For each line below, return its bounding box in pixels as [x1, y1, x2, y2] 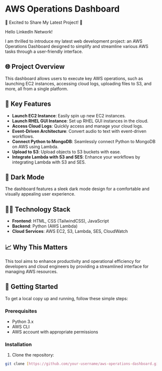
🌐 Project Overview [5, 63, 65, 71]
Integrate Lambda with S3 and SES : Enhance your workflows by [12, 154, 141, 160]
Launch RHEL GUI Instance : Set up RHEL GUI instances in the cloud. [12, 118, 148, 124]
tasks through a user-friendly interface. [5, 48, 83, 54]
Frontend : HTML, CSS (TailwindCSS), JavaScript [12, 218, 109, 224]
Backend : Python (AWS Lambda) [12, 223, 78, 229]
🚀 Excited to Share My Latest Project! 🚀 [5, 19, 83, 25]
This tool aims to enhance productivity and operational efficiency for [5, 258, 141, 264]
